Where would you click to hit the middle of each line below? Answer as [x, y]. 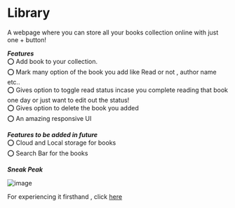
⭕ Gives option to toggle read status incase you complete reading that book [117, 90]
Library [29, 13]
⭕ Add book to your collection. [53, 61]
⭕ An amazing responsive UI [49, 118]
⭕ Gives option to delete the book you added [73, 108]
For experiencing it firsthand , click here [65, 196]
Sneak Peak [25, 169]
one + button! [27, 39]
